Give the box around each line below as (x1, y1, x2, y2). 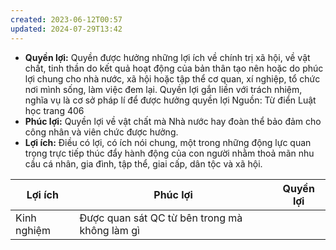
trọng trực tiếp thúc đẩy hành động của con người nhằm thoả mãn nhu (24, 147, 315, 159)
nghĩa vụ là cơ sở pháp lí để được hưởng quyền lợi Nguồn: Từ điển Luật (24, 94, 317, 106)
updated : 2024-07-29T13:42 (10, 24, 123, 34)
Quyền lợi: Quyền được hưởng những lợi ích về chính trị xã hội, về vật (24, 51, 311, 63)
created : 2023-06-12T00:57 (10, 14, 123, 25)
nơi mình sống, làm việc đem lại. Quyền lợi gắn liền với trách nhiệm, (24, 83, 303, 95)
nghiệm (15, 223, 51, 237)
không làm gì (79, 223, 140, 237)
